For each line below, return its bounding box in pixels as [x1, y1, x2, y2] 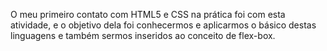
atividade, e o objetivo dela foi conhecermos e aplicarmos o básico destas [10, 19, 317, 31]
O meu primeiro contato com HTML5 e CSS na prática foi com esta [10, 9, 286, 20]
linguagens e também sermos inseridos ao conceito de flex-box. [10, 30, 276, 41]
